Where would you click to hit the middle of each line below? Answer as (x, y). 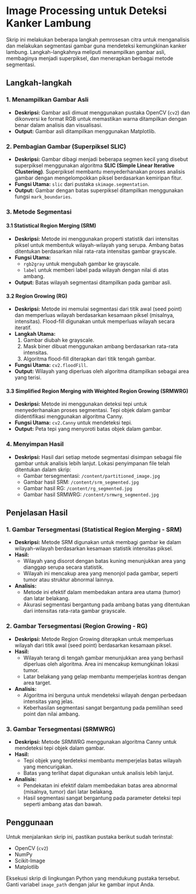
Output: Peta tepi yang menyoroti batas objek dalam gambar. (88, 429)
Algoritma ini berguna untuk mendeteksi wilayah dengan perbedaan (105, 695)
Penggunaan (30, 823)
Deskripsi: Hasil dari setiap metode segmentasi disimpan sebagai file (98, 457)
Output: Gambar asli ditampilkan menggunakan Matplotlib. (85, 131)
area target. (37, 683)
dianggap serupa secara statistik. (63, 567)
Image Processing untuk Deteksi (87, 11)
